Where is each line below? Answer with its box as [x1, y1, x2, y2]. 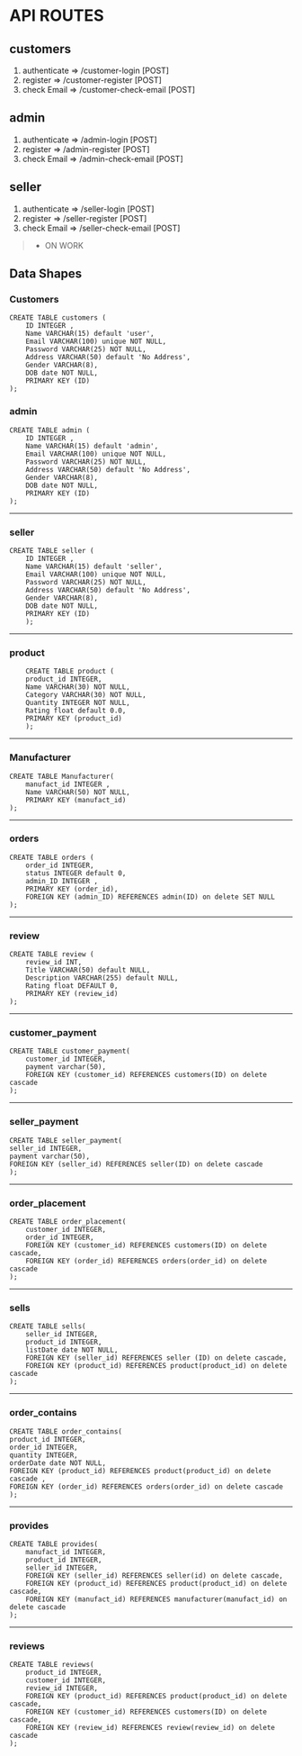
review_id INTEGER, [25, 1684, 99, 1693]
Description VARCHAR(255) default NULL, [25, 973, 179, 982]
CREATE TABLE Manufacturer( [9, 772, 115, 781]
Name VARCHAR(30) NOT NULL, [25, 683, 130, 692]
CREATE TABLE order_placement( [9, 1217, 127, 1226]
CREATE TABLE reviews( [9, 1661, 94, 1670]
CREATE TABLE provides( [9, 1539, 99, 1549]
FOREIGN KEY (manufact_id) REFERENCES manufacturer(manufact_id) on [25, 1595, 288, 1604]
